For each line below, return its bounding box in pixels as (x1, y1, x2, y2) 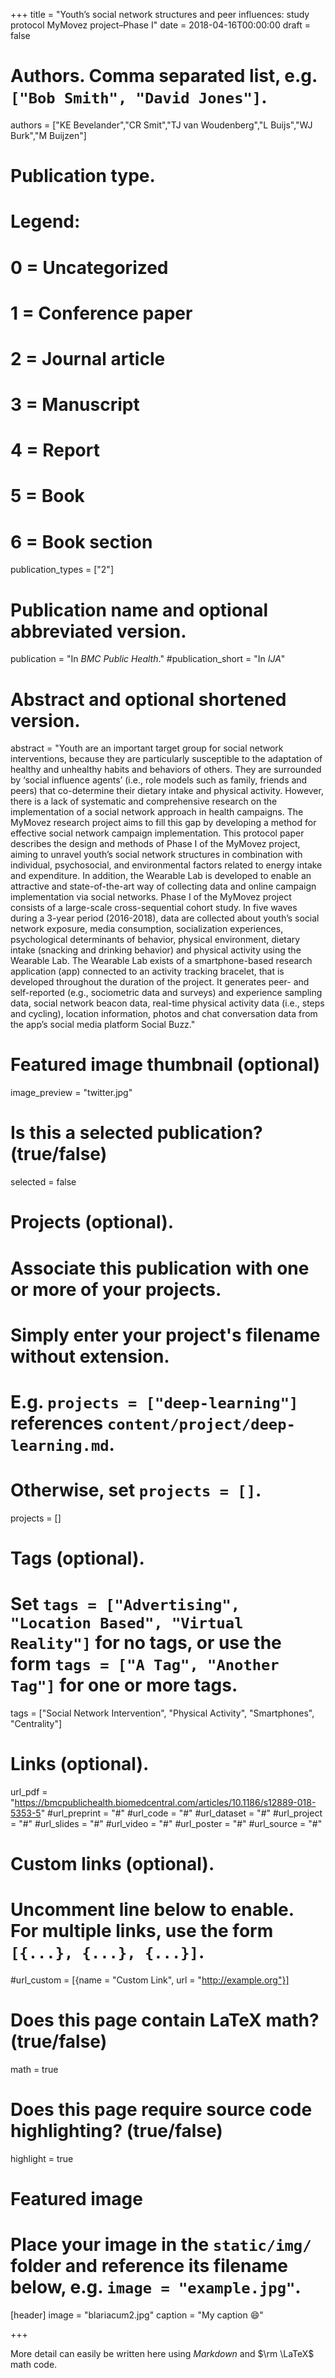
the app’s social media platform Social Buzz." (10, 1019, 196, 1031)
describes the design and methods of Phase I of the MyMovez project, (10, 838, 301, 850)
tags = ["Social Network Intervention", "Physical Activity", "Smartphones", (10, 1707, 315, 1719)
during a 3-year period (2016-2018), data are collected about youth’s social (10, 912, 320, 924)
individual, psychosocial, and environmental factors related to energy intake (10, 859, 323, 871)
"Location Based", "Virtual (10, 1614, 244, 1633)
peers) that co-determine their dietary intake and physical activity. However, (10, 785, 324, 797)
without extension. (10, 1345, 170, 1368)
